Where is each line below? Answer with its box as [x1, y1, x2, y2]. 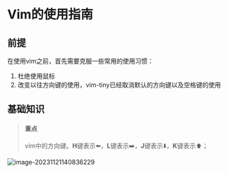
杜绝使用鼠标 [17, 72, 55, 80]
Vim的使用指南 [7, 6, 94, 23]
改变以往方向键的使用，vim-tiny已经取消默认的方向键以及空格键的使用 [17, 80, 221, 89]
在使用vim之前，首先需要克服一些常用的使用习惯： [7, 57, 154, 65]
